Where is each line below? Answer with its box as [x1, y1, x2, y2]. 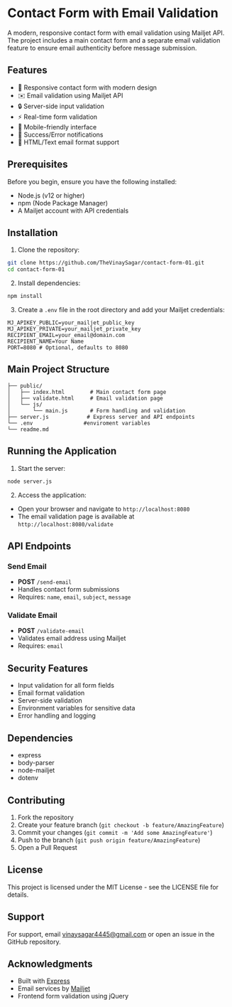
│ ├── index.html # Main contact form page [7, 388, 167, 395]
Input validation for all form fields [17, 681, 115, 690]
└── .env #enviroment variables [7, 420, 151, 427]
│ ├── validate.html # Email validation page [7, 395, 163, 402]
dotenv [17, 774, 39, 782]
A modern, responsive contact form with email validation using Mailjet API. [7, 28, 225, 37]
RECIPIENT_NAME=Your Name [7, 338, 84, 345]
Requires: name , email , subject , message [17, 592, 131, 602]
